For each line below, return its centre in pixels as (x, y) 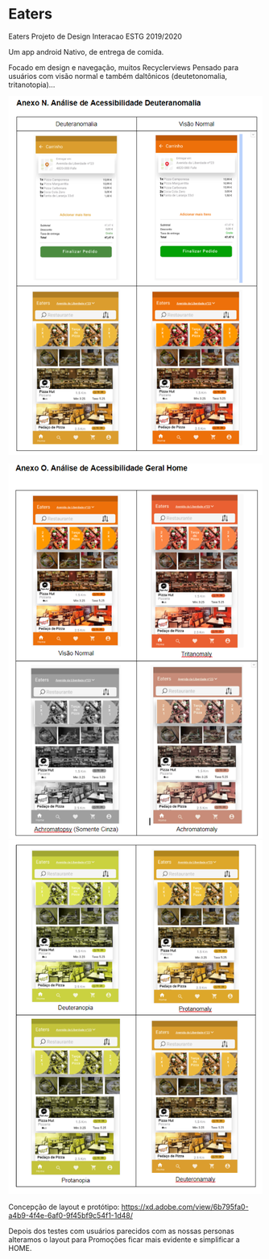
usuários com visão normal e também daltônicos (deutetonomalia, (118, 76)
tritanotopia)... (32, 85)
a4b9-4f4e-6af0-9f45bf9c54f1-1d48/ (71, 1215)
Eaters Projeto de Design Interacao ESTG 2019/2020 (95, 36)
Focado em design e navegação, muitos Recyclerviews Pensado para (124, 67)
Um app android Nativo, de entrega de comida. (86, 52)
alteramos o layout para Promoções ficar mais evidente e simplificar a (124, 1239)
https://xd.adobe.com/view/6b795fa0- (185, 1207)
